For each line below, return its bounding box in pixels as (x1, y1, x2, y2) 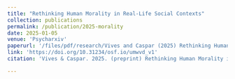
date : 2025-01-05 (7, 29, 58, 37)
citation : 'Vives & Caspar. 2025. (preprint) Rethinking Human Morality (7, 55, 224, 62)
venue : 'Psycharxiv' (7, 36, 68, 43)
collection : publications (7, 17, 83, 24)
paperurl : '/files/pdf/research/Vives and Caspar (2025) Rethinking (7, 42, 211, 49)
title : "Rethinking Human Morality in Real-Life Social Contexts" (7, 10, 205, 17)
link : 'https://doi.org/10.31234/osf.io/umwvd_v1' (7, 49, 158, 56)
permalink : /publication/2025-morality (7, 23, 124, 30)
